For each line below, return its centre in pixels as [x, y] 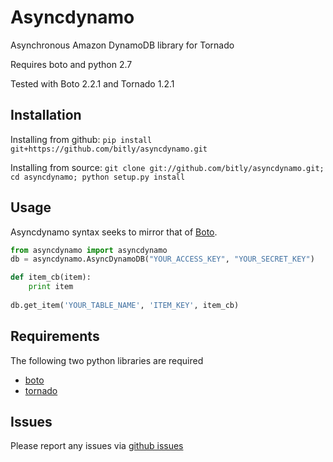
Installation [46, 115]
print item [51, 287]
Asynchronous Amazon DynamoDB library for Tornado [122, 45]
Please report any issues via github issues [97, 446]
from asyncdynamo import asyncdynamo [89, 250]
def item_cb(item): [51, 277]
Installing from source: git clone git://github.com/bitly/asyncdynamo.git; [167, 167]
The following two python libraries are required [107, 360]
